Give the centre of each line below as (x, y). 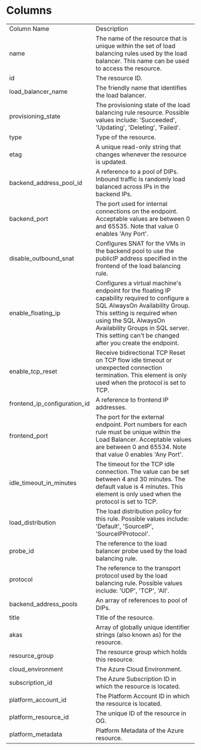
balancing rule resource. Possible (142, 113)
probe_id (22, 551)
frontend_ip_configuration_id (50, 403)
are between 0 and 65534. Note (141, 447)
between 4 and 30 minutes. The (140, 479)
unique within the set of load (135, 45)
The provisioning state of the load (143, 105)
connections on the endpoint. (137, 211)
